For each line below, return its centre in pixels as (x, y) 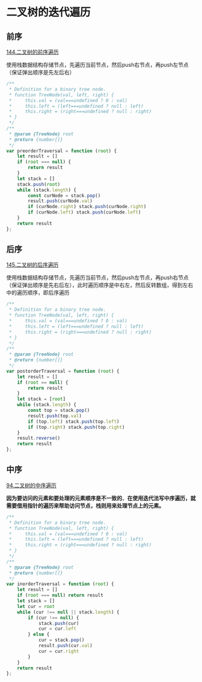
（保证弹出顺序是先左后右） (41, 72)
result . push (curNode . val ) (60, 201)
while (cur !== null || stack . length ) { (68, 612)
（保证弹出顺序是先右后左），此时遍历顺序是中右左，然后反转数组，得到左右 (100, 285)
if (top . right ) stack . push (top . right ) (76, 427)
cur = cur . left (57, 629)
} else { (39, 634)
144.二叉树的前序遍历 (32, 52)
